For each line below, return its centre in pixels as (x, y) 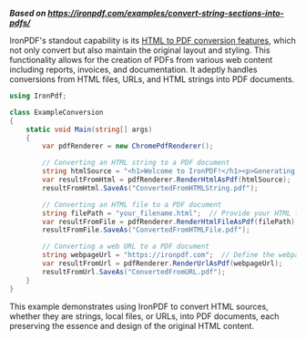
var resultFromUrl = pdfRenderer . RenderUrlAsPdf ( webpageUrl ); (163, 263)
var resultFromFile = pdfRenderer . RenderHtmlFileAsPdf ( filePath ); (171, 222)
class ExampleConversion (56, 112)
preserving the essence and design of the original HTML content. (132, 325)
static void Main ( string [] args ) (89, 129)
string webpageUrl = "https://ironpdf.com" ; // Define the (158, 255)
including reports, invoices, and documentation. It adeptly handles (133, 69)
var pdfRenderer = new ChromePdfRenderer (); (128, 146)
